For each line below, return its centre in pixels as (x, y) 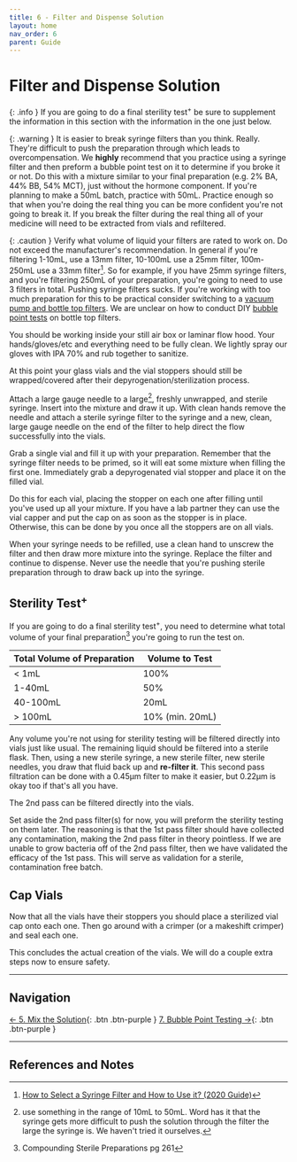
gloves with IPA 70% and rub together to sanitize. (99, 353)
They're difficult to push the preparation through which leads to (125, 148)
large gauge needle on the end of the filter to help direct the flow (127, 427)
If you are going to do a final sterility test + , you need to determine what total (147, 625)
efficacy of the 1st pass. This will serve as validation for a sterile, (126, 858)
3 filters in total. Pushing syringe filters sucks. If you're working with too (140, 289)
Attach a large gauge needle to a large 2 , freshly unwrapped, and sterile (138, 398)
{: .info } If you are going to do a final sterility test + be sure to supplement (142, 111)
